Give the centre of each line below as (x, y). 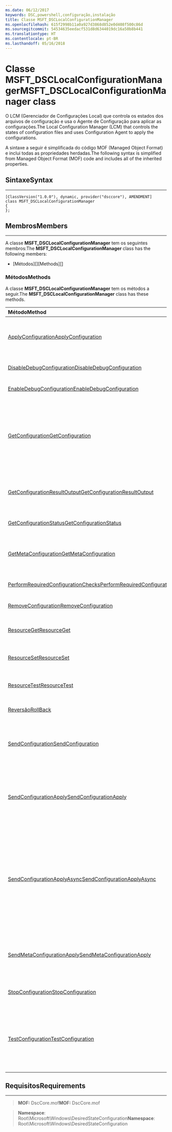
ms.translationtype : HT (31, 34)
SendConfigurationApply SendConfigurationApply (67, 797)
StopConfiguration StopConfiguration (52, 992)
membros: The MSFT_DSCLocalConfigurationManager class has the (78, 248)
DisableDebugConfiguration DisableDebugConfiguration (75, 368)
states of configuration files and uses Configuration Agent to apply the (80, 132)
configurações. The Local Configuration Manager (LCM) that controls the (82, 127)
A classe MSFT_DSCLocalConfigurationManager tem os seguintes (77, 243)
